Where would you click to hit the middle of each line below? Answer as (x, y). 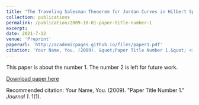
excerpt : (17, 28)
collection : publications (38, 17)
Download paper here (33, 78)
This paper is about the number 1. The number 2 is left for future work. (92, 67)
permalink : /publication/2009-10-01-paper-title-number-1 (79, 23)
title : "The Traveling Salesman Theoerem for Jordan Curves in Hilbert (96, 12)
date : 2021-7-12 (26, 34)
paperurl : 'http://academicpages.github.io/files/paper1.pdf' (84, 45)
